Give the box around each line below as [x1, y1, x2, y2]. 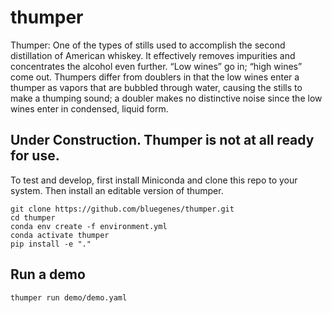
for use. [10, 147, 60, 165]
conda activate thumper [10, 230, 110, 240]
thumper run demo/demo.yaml [10, 292, 128, 303]
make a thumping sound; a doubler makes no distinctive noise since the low [10, 92, 323, 104]
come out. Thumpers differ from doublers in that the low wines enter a [10, 71, 300, 83]
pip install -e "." [10, 239, 92, 249]
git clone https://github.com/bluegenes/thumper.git [10, 204, 235, 214]
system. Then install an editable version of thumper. [10, 184, 224, 196]
